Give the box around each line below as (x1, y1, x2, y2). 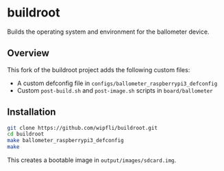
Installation (7, 106, 56, 118)
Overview (7, 47, 50, 59)
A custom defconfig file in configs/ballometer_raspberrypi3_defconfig (16, 79, 218, 87)
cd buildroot (7, 130, 45, 138)
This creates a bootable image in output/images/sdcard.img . (7, 156, 177, 164)
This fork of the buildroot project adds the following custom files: (7, 65, 190, 73)
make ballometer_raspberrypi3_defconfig (7, 137, 125, 144)
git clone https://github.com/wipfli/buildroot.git (7, 124, 158, 131)
